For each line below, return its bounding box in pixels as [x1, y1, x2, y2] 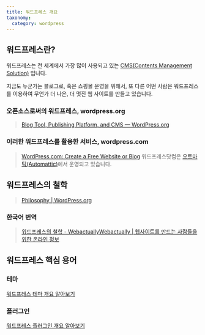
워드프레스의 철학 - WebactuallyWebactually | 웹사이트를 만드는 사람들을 [21, 227, 198, 235]
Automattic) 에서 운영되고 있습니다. [28, 160, 112, 167]
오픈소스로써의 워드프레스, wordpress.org [6, 107, 125, 116]
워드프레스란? [6, 44, 56, 55]
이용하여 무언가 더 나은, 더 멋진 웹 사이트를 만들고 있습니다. [12, 90, 153, 98]
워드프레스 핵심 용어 [6, 255, 77, 266]
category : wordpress [12, 20, 64, 26]
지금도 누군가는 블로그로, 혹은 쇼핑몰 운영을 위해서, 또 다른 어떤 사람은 [6, 83, 173, 90]
